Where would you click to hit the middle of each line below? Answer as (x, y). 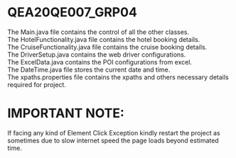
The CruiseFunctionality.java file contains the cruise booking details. (107, 47)
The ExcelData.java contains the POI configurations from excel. (100, 62)
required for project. (37, 84)
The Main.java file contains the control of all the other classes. (98, 32)
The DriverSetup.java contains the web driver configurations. (97, 55)
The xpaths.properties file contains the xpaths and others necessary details (118, 77)
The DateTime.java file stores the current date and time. (89, 69)
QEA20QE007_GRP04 (72, 12)
